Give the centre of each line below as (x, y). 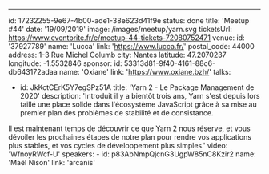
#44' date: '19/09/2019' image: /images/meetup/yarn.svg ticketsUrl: (120, 29)
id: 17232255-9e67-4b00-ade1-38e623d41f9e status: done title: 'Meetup (129, 20)
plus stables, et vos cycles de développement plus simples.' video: (118, 146)
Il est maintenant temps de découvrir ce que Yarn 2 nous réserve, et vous (129, 128)
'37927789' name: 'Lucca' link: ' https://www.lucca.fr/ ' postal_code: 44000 (131, 46)
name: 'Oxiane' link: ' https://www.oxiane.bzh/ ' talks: (145, 72)
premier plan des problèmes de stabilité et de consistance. (116, 113)
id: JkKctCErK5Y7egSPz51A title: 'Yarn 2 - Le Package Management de (137, 87)
